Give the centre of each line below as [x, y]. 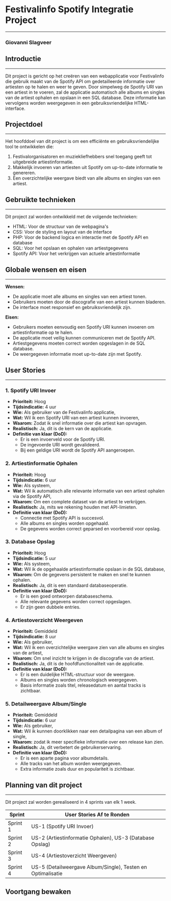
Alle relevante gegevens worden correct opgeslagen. [76, 601]
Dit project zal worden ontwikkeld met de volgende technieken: [72, 217]
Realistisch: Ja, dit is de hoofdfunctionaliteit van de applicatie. [78, 664]
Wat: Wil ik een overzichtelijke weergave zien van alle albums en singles [88, 647]
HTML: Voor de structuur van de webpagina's [60, 227]
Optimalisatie [47, 874]
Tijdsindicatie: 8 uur [34, 637]
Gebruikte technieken [40, 200]
